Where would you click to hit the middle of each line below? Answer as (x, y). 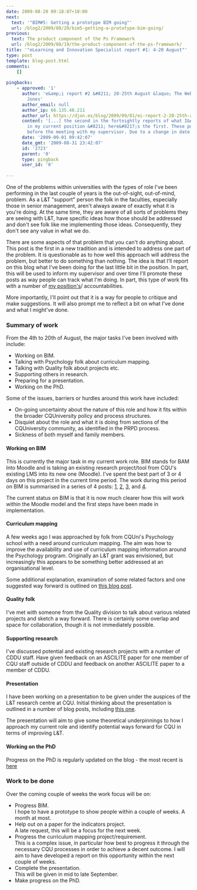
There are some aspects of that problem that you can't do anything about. (95, 242)
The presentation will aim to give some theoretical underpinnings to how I (95, 720)
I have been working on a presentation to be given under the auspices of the (98, 697)
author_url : (36, 115)
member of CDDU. (28, 670)
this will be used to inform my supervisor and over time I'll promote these (94, 273)
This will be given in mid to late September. (67, 874)
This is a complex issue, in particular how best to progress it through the (102, 843)
